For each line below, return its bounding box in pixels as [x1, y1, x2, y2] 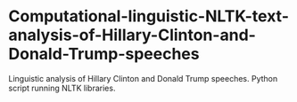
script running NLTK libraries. [8, 82, 116, 93]
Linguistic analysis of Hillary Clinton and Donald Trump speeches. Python [8, 73, 278, 83]
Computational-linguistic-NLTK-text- [8, 6, 289, 27]
